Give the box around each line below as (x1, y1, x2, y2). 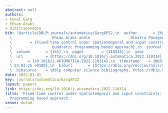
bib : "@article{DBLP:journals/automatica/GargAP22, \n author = (5, 30, 155, 35)
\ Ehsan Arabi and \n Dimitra (9, 35, 146, 40)
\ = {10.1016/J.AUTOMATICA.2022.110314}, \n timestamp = (9, 58, 151, 63)
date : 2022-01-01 (5, 72, 41, 77)
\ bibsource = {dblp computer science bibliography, (9, 68, 131, 73)
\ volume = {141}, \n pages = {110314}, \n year (9, 49, 144, 54)
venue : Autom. (5, 100, 35, 105)
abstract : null (5, 7, 37, 12)
